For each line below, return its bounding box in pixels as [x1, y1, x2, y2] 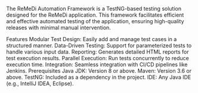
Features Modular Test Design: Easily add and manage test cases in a [6, 36, 177, 42]
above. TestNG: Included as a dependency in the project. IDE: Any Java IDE [6, 74, 191, 80]
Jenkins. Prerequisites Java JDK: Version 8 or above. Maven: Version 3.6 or [6, 67, 192, 74]
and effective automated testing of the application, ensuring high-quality [6, 18, 184, 24]
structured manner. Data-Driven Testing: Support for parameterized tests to [6, 42, 192, 49]
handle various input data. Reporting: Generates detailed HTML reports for [6, 48, 189, 55]
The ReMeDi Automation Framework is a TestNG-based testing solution [6, 5, 182, 12]
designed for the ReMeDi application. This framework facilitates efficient [6, 11, 184, 18]
